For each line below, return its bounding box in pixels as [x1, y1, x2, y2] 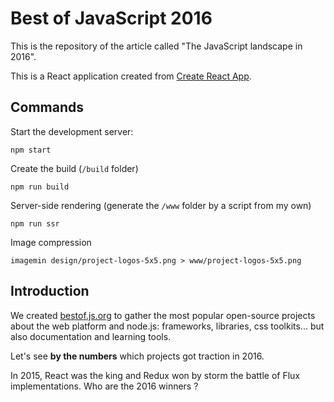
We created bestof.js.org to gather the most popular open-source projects [10, 309, 316, 321]
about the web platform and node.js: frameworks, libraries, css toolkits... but [10, 320, 325, 332]
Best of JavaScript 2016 [10, 7, 213, 30]
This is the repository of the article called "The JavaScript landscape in [10, 40, 303, 52]
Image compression [10, 236, 92, 248]
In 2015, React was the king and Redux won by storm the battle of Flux [10, 369, 301, 381]
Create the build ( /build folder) [10, 162, 139, 174]
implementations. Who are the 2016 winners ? [10, 380, 199, 392]
